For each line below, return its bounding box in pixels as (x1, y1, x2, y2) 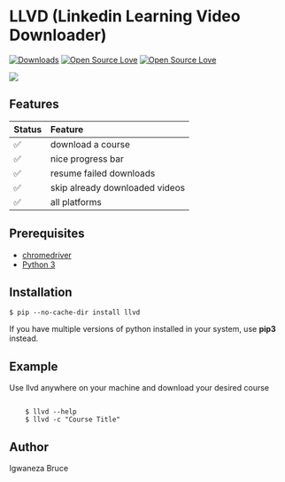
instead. (9, 333, 39, 344)
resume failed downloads (50, 167, 156, 179)
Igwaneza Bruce (9, 463, 69, 473)
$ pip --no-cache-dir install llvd (9, 308, 141, 317)
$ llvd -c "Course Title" (25, 415, 121, 424)
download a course (50, 138, 131, 150)
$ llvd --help (25, 407, 77, 416)
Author (9, 439, 49, 454)
